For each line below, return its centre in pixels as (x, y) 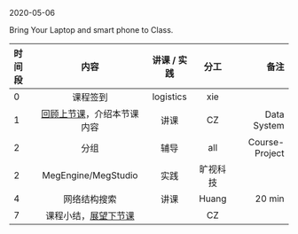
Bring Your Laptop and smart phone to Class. (91, 30)
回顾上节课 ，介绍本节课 (90, 114)
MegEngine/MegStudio (90, 175)
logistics (170, 97)
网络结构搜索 (90, 199)
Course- (266, 142)
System (268, 125)
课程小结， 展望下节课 (90, 216)
